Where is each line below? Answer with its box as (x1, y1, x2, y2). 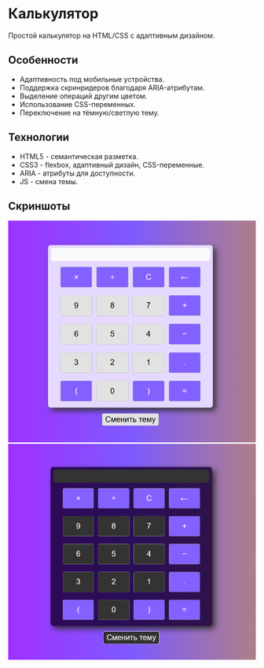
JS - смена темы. (19, 176, 79, 186)
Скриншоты (8, 199, 71, 212)
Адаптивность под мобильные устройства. (19, 74, 165, 83)
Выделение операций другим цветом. (19, 91, 148, 101)
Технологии (8, 131, 69, 144)
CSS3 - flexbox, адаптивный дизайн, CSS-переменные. (19, 160, 205, 169)
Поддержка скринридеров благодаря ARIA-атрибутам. (19, 83, 205, 92)
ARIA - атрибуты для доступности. (19, 168, 136, 178)
